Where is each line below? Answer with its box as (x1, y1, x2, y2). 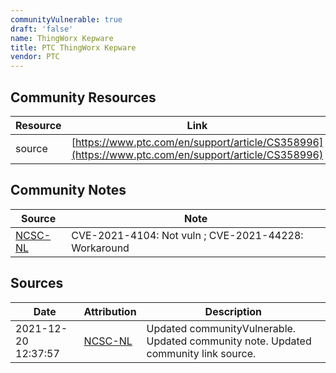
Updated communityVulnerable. (146, 321, 297, 335)
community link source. (146, 346, 257, 360)
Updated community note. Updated (146, 334, 312, 348)
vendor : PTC (10, 52, 60, 62)
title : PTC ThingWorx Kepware (10, 42, 137, 53)
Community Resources (10, 89, 157, 106)
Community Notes (10, 182, 127, 199)
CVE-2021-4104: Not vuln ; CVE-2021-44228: (71, 228, 304, 242)
